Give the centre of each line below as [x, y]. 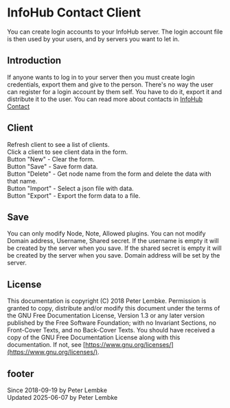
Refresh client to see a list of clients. [58, 144]
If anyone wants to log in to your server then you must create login [101, 77]
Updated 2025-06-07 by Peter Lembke [62, 397]
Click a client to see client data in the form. [68, 152]
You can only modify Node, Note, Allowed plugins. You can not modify [106, 234]
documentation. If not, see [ [46, 345]
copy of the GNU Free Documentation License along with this [94, 337]
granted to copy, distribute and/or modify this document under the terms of [114, 308]
